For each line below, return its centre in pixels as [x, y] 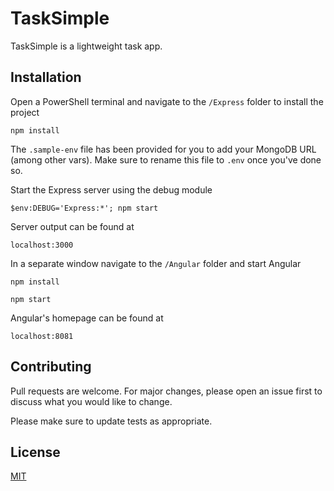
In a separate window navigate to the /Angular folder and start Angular [156, 263]
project [25, 112]
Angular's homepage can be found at [87, 318]
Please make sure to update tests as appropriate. [111, 421]
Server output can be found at [72, 226]
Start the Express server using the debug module [111, 189]
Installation [46, 77]
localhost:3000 [42, 245]
